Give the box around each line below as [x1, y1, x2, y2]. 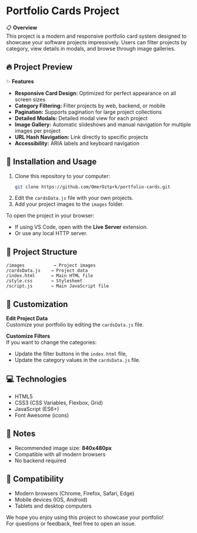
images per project [14, 127, 61, 134]
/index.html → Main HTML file [6, 273, 94, 279]
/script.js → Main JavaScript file [6, 283, 109, 289]
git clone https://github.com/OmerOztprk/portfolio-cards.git [14, 184, 171, 190]
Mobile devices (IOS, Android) [14, 496, 88, 503]
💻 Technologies [6, 374, 67, 384]
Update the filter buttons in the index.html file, [14, 350, 128, 357]
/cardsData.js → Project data [6, 268, 88, 274]
